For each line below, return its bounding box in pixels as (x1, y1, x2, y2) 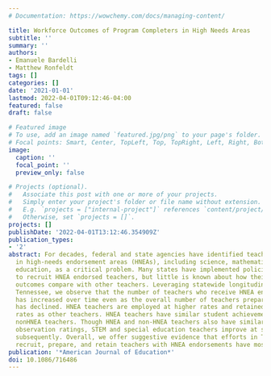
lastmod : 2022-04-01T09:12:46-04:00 (8, 94, 131, 102)
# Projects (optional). (8, 183, 89, 191)
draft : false (8, 109, 52, 117)
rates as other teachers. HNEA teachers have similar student (15, 311, 229, 319)
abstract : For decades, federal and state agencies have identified (8, 251, 244, 259)
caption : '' (15, 153, 56, 161)
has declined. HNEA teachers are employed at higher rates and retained (15, 303, 265, 311)
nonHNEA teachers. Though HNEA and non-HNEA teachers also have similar (15, 318, 265, 327)
